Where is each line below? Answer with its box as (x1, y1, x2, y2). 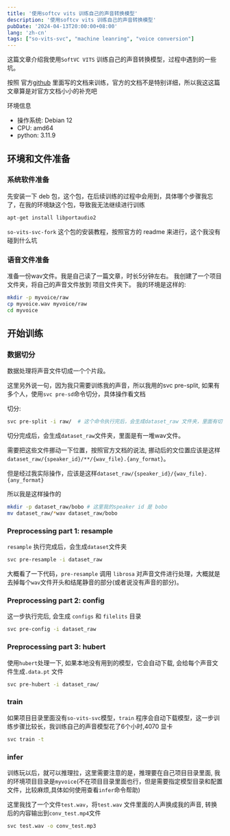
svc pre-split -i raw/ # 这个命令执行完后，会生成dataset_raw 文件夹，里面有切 (7, 418, 222, 426)
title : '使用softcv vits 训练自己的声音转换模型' (7, 10, 138, 17)
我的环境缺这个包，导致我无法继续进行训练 (25, 200, 145, 209)
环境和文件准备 (7, 152, 71, 165)
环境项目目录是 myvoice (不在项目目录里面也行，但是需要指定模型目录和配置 (12, 777, 223, 785)
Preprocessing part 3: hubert (7, 642, 106, 652)
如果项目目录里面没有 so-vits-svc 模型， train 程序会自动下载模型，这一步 (7, 713, 214, 721)
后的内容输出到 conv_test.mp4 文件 (7, 809, 101, 817)
